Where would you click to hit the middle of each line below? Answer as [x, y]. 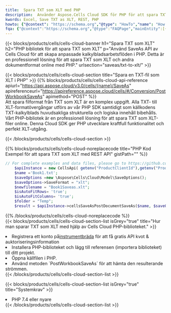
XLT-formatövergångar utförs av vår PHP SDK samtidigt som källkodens [80, 107]
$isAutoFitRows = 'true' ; [41, 192]
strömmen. [17, 269]
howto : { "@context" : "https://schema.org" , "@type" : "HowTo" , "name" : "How [85, 24]
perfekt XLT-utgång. [26, 129]
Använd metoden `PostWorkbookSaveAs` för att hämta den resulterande [88, 263]
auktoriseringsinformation [32, 242]
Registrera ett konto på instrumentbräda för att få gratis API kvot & [80, 236]
